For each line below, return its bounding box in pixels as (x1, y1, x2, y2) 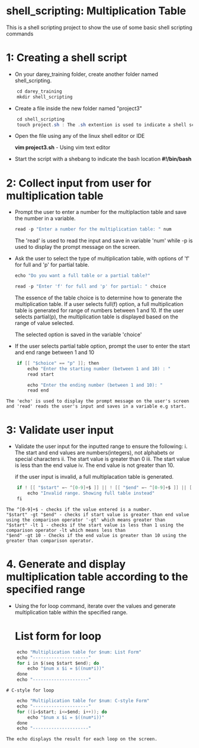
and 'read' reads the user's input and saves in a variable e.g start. (6, 403, 187, 409)
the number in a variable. (14, 215, 76, 222)
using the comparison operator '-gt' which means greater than (6, 517, 166, 523)
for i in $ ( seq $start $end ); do (17, 660, 99, 666)
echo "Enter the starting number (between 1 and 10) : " (27, 365, 171, 372)
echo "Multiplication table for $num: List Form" (17, 649, 142, 655)
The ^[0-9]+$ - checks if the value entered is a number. (6, 506, 152, 512)
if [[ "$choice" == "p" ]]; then (17, 360, 99, 366)
